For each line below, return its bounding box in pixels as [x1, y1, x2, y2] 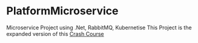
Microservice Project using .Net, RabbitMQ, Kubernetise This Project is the [6, 24, 192, 31]
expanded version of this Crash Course [6, 30, 104, 37]
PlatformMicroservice [6, 4, 119, 18]
